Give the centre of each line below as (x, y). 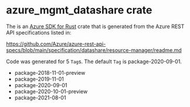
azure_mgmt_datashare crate (79, 10)
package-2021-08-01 (40, 98)
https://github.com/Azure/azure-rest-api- (56, 44)
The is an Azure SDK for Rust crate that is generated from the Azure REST (95, 26)
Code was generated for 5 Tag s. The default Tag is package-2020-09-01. (94, 61)
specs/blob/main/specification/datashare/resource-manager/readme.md (94, 50)
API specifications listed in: (39, 32)
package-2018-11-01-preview (50, 73)
